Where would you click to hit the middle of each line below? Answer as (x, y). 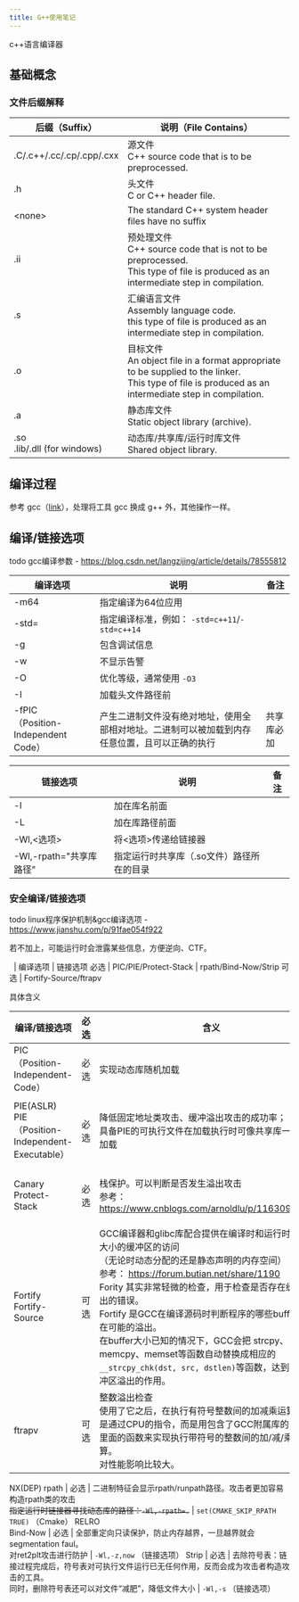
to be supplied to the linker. (185, 372)
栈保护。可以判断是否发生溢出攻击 (170, 1184)
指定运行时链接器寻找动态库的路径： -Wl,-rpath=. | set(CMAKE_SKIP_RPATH (143, 1511)
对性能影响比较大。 (139, 1465)
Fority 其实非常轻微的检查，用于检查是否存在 (193, 1287)
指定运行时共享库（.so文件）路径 (182, 855)
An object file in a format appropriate (204, 360)
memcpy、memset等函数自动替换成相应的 (188, 1354)
